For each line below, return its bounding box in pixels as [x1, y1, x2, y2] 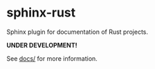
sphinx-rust [6, 5, 76, 21]
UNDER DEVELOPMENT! [6, 41, 77, 49]
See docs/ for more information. [6, 54, 98, 63]
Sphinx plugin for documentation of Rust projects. [6, 28, 149, 36]
